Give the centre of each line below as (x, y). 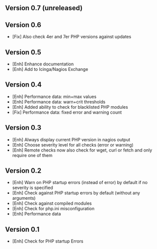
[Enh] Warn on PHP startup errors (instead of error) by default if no (80, 183)
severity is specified (32, 188)
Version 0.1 (22, 229)
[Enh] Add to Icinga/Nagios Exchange (50, 69)
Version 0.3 (23, 128)
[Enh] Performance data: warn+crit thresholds (59, 102)
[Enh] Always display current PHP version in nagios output (71, 139)
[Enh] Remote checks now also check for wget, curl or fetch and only (82, 150)
